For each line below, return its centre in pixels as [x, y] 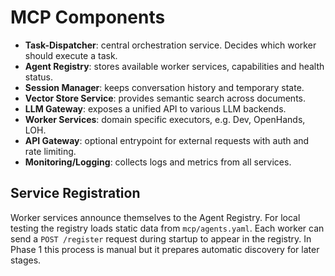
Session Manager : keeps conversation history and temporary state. [164, 87]
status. [38, 77]
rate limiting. [50, 151]
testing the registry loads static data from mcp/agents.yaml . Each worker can [167, 228]
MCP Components [88, 17]
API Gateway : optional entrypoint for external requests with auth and [167, 140]
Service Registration [75, 193]
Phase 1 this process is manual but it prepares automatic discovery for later [165, 249]
